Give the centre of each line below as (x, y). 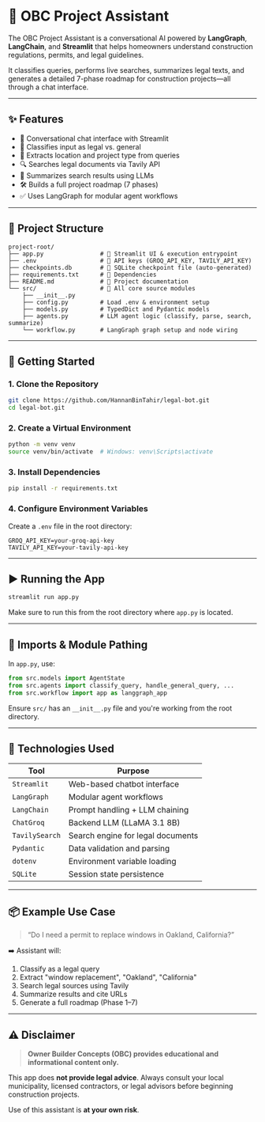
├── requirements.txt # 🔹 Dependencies (82, 275)
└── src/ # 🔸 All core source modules (102, 288)
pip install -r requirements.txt (63, 489)
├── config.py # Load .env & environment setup (116, 302)
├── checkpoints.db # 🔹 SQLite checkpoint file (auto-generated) (130, 267)
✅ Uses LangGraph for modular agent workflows (99, 195)
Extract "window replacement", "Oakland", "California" (108, 977)
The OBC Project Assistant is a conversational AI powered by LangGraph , (128, 38)
